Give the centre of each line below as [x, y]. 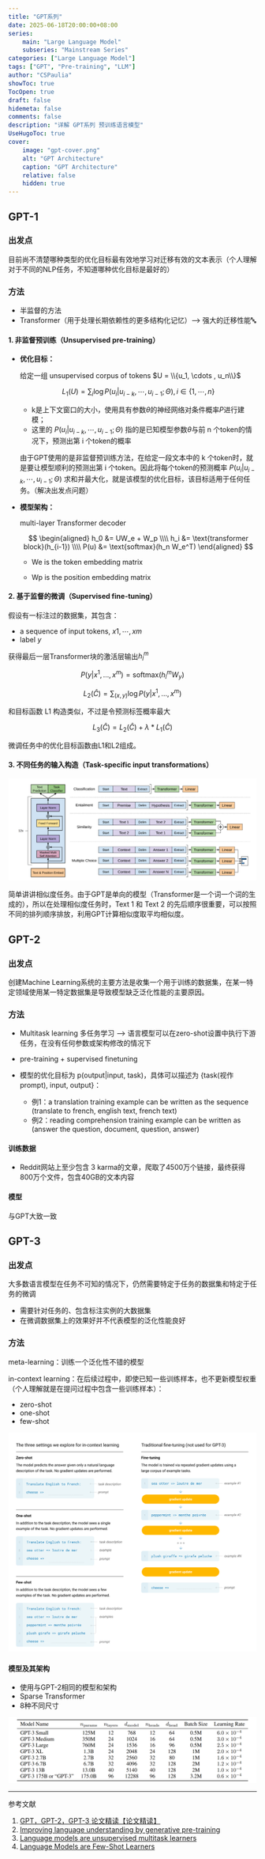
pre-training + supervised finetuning [78, 1059]
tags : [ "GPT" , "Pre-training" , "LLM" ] [72, 67]
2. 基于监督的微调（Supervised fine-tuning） [82, 596]
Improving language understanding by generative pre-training [120, 1830]
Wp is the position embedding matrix [91, 577]
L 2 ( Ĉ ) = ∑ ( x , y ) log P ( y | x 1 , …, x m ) [132, 693]
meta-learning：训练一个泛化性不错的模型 [76, 1361]
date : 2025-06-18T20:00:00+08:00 [63, 25]
